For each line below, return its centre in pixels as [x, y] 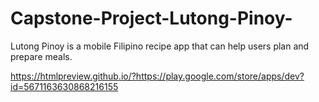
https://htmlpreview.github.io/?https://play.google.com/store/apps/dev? [157, 76]
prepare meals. [41, 56]
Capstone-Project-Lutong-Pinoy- [151, 18]
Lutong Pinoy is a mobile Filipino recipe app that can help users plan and [160, 46]
